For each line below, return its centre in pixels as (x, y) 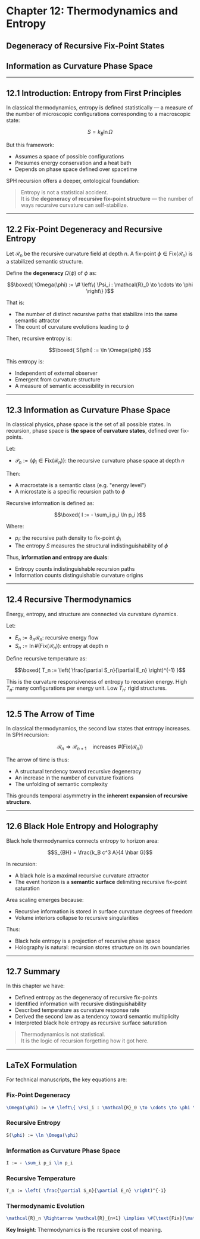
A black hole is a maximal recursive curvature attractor (82, 875)
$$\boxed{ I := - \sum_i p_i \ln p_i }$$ (100, 515)
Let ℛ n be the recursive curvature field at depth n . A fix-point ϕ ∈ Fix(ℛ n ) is (99, 254)
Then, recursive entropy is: (39, 338)
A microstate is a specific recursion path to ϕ (70, 492)
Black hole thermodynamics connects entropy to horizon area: (82, 840)
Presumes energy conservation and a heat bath (73, 163)
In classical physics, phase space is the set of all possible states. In (89, 424)
